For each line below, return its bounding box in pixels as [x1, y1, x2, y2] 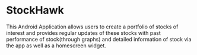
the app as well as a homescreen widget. [6, 42, 107, 49]
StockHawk [6, 4, 64, 17]
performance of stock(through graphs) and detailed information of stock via [6, 35, 192, 43]
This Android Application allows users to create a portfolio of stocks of [6, 23, 179, 30]
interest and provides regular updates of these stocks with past [6, 29, 161, 36]
